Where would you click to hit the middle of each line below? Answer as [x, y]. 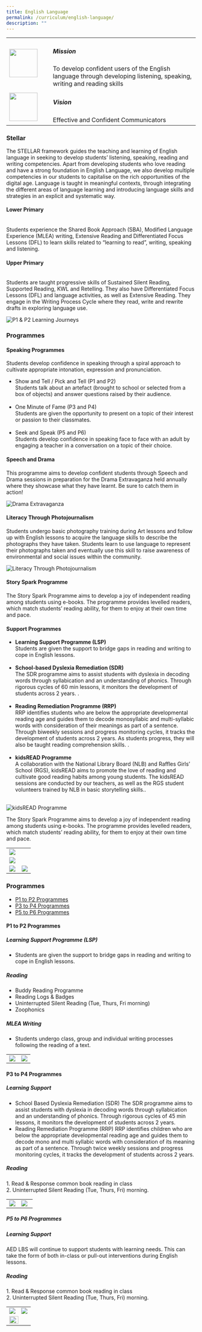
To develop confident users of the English [112, 69]
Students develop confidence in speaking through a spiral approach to [93, 363]
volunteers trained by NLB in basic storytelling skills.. [80, 790]
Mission [65, 51]
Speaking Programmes [35, 350]
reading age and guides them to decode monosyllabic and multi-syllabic [104, 719]
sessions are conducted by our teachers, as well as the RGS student [99, 783]
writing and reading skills [88, 84]
